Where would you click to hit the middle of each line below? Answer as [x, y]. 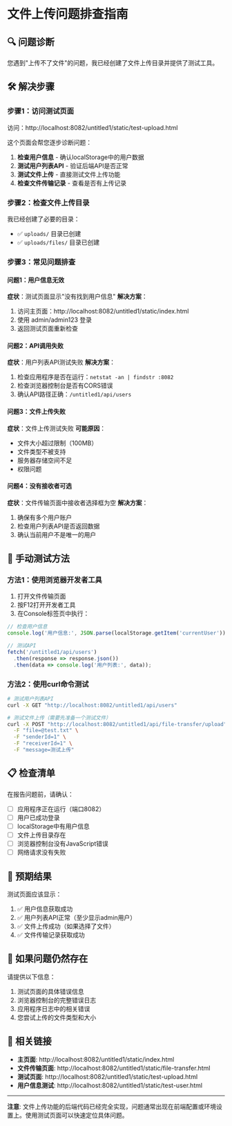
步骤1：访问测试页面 [41, 111]
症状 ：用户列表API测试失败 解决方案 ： [61, 362]
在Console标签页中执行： [53, 614]
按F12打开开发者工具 [46, 605]
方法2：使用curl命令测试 [48, 684]
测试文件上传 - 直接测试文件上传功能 [69, 174]
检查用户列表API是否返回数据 [58, 526]
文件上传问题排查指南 [68, 14]
